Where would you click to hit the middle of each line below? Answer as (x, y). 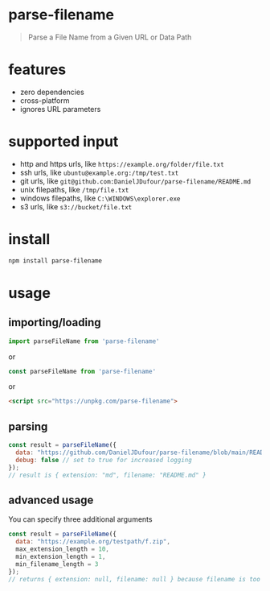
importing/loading (55, 322)
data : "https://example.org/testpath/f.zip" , (93, 542)
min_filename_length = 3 (57, 564)
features (37, 70)
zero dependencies (52, 92)
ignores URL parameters (60, 109)
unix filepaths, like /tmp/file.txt (74, 189)
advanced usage (51, 500)
